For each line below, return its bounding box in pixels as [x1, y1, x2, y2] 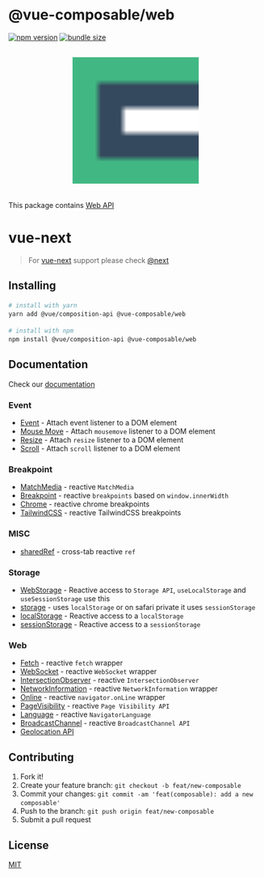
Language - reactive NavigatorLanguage [19, 710, 152, 719]
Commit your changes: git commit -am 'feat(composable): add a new [19, 789, 254, 799]
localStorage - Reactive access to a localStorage [19, 611, 184, 621]
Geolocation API [19, 727, 74, 737]
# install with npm [8, 327, 74, 335]
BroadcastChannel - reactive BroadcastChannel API [19, 718, 191, 728]
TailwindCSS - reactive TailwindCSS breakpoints [19, 508, 182, 518]
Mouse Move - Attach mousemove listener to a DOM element [19, 426, 216, 436]
